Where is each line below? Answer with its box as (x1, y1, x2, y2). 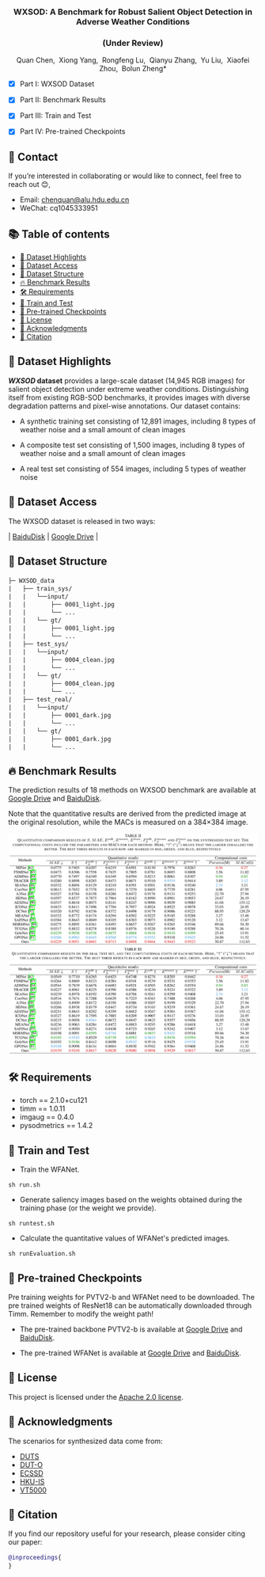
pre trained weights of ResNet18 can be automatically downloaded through (8, 1301, 252, 1310)
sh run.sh (8, 1181, 41, 1189)
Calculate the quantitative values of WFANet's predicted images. (19, 1233, 230, 1243)
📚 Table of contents (8, 227, 111, 241)
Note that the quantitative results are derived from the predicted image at (8, 809, 247, 819)
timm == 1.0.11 (19, 1104, 66, 1114)
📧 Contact (8, 150, 59, 164)
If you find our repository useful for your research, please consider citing (8, 1529, 246, 1538)
